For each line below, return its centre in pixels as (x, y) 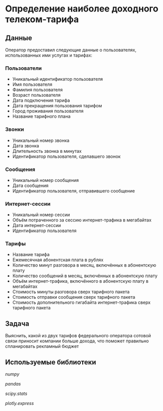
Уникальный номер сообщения (45, 180)
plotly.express (19, 403)
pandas (13, 384)
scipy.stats (16, 393)
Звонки (14, 129)
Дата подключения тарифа (41, 100)
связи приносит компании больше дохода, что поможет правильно (77, 341)
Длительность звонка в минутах (47, 151)
